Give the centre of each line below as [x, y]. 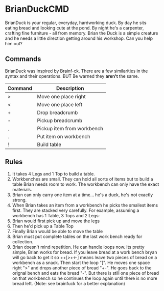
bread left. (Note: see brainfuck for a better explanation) [69, 283]
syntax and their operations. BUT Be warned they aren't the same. [72, 76]
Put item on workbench [64, 136]
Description [70, 88]
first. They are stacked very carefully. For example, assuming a [76, 210]
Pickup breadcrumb [60, 120]
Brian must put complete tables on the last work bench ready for [77, 236]
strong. [19, 200]
